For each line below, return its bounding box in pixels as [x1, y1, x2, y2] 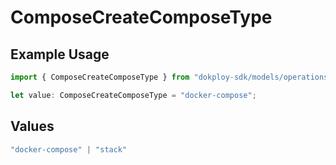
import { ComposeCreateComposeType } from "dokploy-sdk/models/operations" [10, 72, 333, 82]
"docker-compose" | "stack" [10, 144, 128, 155]
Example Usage [10, 46, 110, 63]
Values [10, 118, 55, 135]
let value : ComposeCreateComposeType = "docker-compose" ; [10, 90, 257, 100]
